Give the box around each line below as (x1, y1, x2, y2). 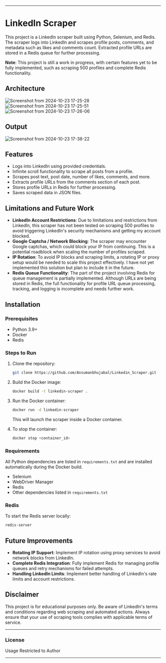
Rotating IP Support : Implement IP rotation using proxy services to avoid (12, 549, 161, 555)
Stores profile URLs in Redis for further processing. (12, 184, 117, 190)
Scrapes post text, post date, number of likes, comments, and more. (12, 174, 151, 180)
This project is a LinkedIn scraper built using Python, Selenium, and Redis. (5, 34, 156, 40)
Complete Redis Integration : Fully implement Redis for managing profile (12, 560, 160, 566)
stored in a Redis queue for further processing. (5, 50, 100, 56)
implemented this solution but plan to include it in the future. (12, 265, 135, 271)
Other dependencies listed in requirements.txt (12, 489, 108, 495)
